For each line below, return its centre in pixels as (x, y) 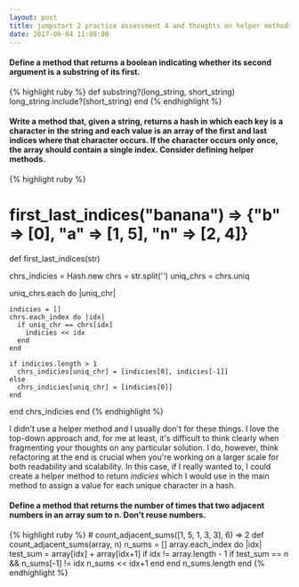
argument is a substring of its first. (75, 71)
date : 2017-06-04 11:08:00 (59, 34)
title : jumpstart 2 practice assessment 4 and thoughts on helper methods (151, 26)
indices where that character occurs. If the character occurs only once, (144, 141)
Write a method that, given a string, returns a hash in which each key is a (146, 122)
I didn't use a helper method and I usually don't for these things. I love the (144, 429)
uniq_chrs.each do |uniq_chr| (63, 293)
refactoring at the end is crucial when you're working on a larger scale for (144, 457)
